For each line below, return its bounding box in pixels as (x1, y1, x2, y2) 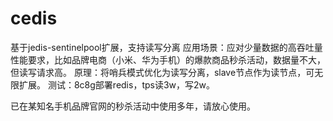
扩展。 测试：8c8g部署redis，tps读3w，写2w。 (18, 78, 216, 91)
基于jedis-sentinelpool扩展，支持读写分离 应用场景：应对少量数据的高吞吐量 (10, 41, 323, 53)
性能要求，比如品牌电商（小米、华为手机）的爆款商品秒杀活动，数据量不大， (10, 53, 326, 66)
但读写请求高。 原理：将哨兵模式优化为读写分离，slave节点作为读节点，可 (10, 66, 315, 78)
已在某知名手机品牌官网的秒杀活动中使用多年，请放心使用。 (10, 100, 256, 112)
